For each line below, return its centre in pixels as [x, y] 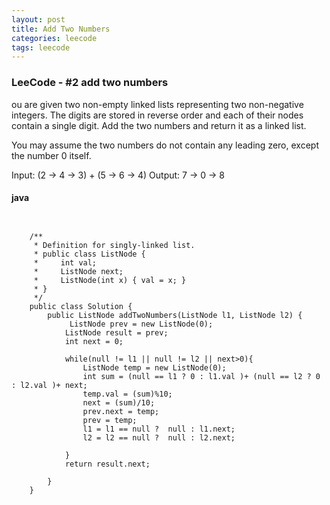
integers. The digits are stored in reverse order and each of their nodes [157, 115]
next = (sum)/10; [119, 402]
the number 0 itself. [51, 155]
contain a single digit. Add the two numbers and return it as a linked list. [159, 125]
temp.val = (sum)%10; [127, 394]
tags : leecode [41, 47]
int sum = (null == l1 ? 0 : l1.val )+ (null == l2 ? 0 [201, 376]
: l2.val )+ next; [49, 385]
